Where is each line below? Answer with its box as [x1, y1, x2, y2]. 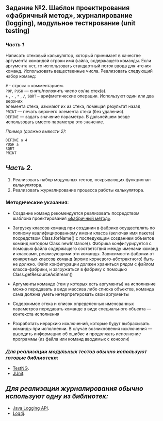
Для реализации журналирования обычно [5, 384, 144, 393]
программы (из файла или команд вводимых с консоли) [12, 336, 130, 342]
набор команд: [5, 73, 36, 79]
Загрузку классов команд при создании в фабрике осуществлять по [12, 225, 155, 230]
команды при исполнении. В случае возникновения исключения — [12, 325, 152, 331]
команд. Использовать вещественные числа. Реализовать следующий [5, 68, 153, 74]
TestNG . [12, 365, 29, 371]
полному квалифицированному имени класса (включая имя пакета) [12, 230, 155, 236]
